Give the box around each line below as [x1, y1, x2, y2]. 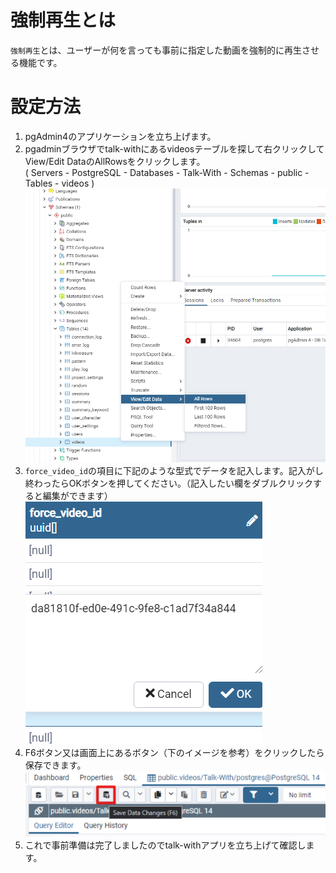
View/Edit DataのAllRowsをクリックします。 [24, 155, 206, 167]
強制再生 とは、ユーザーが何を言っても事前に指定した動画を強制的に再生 [10, 44, 302, 56]
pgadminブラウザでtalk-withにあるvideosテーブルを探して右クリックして [24, 142, 325, 155]
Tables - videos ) [24, 177, 95, 189]
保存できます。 [24, 759, 87, 771]
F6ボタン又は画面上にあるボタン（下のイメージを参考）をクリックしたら [24, 747, 325, 759]
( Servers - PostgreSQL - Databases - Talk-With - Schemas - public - [24, 166, 310, 178]
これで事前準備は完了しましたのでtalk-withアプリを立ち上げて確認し [24, 839, 307, 851]
